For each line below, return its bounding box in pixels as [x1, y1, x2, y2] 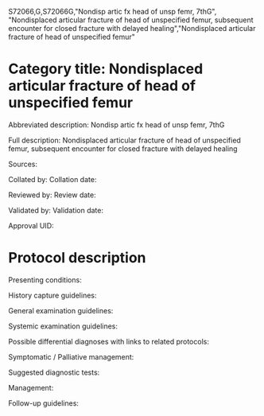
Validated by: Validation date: [8, 205, 103, 215]
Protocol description [8, 249, 146, 267]
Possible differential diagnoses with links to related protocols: [8, 336, 209, 346]
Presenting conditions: [8, 274, 82, 285]
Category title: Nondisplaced [8, 60, 204, 78]
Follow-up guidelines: [8, 398, 80, 408]
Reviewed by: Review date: [8, 190, 97, 200]
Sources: [8, 159, 38, 169]
